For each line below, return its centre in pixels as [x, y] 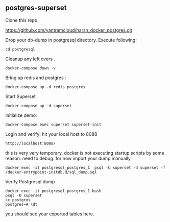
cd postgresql [20, 49]
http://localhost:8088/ [31, 143]
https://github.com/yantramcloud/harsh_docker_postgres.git [69, 30]
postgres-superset [36, 8]
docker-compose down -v [31, 68]
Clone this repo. [22, 20]
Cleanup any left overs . [30, 59]
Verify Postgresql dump [30, 181]
